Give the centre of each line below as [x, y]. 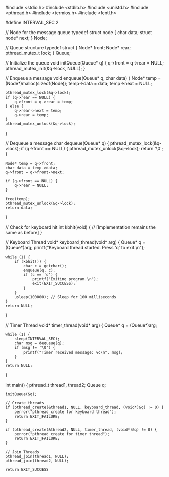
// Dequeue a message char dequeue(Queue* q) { [57, 143]
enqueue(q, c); [39, 270]
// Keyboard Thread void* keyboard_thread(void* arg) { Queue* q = [75, 242]
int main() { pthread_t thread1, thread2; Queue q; [56, 385]
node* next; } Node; [26, 38]
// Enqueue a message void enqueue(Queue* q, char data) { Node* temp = [83, 78]
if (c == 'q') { [40, 275]
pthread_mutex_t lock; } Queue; [38, 53]
